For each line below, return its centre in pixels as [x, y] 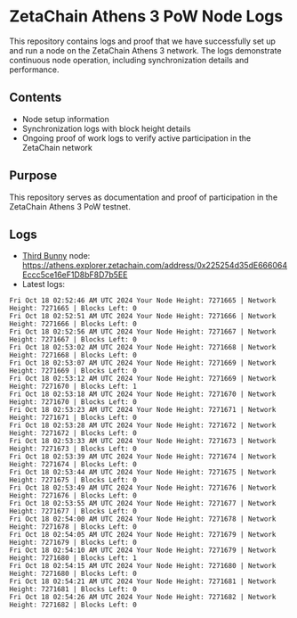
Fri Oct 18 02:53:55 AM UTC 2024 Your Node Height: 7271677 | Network [143, 504]
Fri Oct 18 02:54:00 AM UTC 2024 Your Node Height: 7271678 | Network [143, 519]
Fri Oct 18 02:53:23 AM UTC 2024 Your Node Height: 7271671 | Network [143, 410]
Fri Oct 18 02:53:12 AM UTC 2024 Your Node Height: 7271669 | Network [143, 379]
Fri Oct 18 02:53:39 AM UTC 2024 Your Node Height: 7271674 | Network [143, 457]
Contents [36, 98]
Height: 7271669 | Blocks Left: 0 [73, 371]
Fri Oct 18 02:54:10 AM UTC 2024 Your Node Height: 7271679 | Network [143, 550]
